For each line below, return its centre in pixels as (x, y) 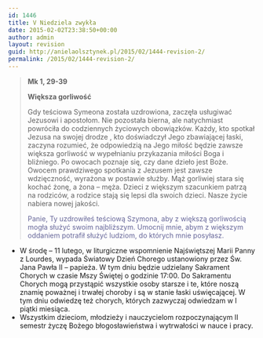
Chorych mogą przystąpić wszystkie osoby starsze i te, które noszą (129, 284)
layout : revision (37, 45)
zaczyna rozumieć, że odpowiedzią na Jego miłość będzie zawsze (135, 145)
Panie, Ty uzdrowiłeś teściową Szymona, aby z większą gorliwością (137, 218)
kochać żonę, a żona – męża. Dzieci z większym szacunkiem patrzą (137, 187)
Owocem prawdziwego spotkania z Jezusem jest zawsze (120, 170)
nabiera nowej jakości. (64, 203)
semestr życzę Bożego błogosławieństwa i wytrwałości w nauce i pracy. (136, 325)
